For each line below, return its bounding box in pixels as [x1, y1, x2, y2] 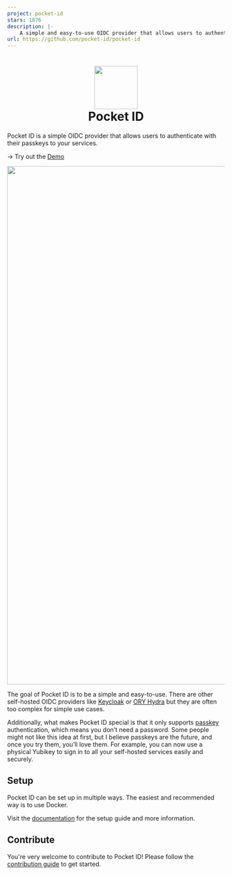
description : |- [7, 23, 54, 30]
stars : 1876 [7, 17, 41, 23]
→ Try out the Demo [7, 153, 64, 161]
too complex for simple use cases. [7, 705, 105, 713]
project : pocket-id [7, 10, 64, 17]
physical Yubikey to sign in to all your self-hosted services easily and [7, 748, 204, 756]
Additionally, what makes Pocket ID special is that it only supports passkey [7, 718, 220, 726]
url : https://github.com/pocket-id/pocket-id [7, 36, 140, 43]
